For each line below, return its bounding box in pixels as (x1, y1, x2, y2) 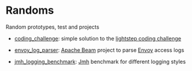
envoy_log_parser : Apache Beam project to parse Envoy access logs (14, 46, 185, 54)
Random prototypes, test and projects (5, 23, 100, 30)
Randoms (5, 4, 54, 17)
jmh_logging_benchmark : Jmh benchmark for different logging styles (14, 58, 186, 65)
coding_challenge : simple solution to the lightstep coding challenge (14, 35, 182, 42)
